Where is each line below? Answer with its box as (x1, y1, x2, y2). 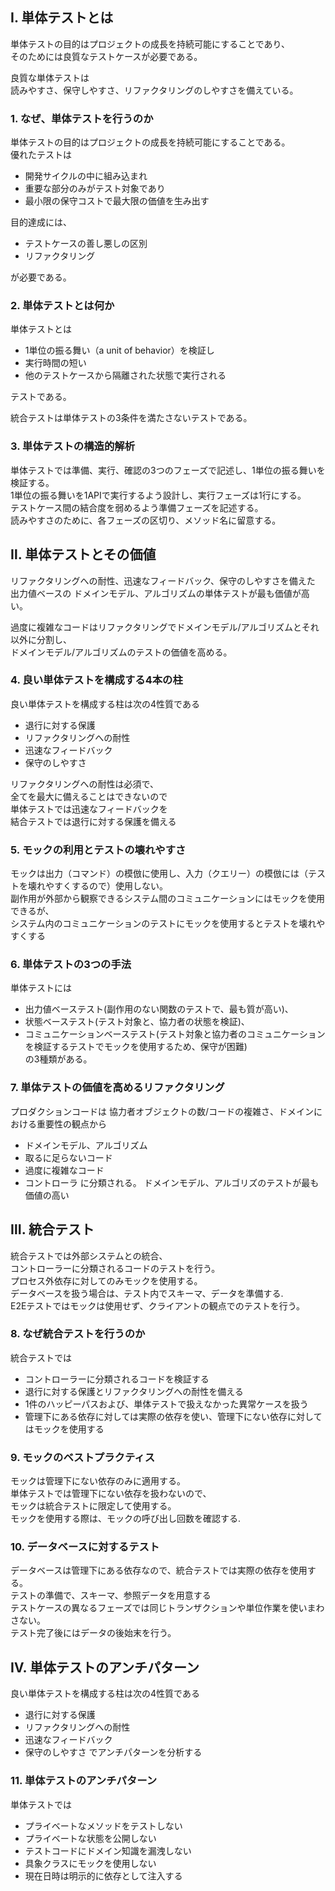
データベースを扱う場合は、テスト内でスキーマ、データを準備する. (10, 1287, 284, 1299)
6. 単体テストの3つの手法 (10, 958, 132, 972)
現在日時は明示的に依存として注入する (24, 1869, 183, 1882)
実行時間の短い (24, 357, 87, 369)
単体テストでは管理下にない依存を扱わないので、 (10, 1488, 212, 1500)
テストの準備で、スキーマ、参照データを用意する (10, 1589, 212, 1602)
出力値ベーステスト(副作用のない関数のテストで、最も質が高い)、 (24, 1003, 294, 1015)
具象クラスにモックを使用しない (24, 1857, 157, 1869)
